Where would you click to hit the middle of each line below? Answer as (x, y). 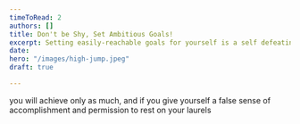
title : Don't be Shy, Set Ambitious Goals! (92, 34)
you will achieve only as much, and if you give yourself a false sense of (140, 100)
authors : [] (31, 26)
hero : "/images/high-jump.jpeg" (69, 59)
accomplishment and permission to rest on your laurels (110, 110)
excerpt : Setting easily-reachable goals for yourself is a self (133, 42)
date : (19, 51)
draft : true (31, 68)
